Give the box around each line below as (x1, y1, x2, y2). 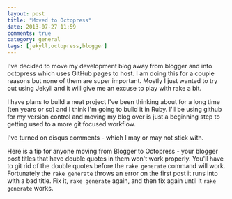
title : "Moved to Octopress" (7, 17, 92, 24)
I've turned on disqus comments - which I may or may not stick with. (7, 133, 204, 142)
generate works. (7, 184, 54, 192)
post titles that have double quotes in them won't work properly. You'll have (7, 154, 224, 163)
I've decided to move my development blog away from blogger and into (7, 62, 212, 70)
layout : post (7, 10, 45, 17)
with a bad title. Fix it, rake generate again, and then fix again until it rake (7, 177, 217, 185)
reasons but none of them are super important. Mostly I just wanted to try (7, 77, 218, 84)
